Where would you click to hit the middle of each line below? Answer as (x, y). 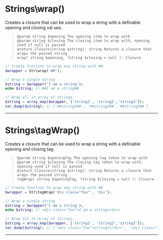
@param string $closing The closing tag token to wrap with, (80, 162)
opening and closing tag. (30, 149)
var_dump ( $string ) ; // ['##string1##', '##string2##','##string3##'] (77, 106)
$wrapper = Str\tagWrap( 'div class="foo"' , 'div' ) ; (58, 192)
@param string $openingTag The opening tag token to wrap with (82, 158)
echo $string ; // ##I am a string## (42, 88)
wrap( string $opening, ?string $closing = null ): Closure (79, 58)
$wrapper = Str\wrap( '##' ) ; (33, 71)
